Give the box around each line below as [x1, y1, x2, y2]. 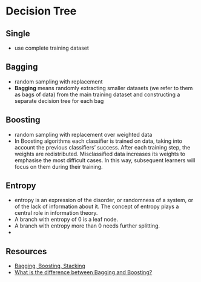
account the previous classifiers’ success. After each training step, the [14, 143, 191, 151]
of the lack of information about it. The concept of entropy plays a [14, 203, 179, 210]
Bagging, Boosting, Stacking [14, 262, 85, 270]
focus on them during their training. [14, 163, 104, 170]
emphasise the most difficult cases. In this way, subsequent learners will [14, 156, 196, 164]
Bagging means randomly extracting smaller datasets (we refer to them [14, 84, 193, 91]
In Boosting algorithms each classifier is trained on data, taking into [14, 137, 183, 145]
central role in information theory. [14, 209, 98, 217]
